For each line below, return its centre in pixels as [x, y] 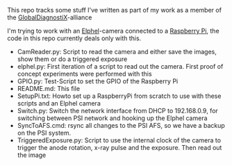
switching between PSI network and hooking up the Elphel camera [112, 118]
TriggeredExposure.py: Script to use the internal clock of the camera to [119, 140]
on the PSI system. [44, 133]
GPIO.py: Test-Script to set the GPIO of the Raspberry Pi [98, 81]
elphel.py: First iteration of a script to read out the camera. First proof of [120, 66]
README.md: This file [49, 89]
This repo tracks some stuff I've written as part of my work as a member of [115, 10]
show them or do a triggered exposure [72, 59]
